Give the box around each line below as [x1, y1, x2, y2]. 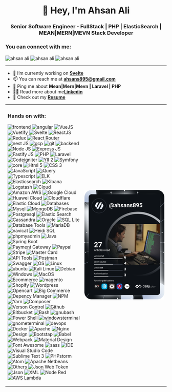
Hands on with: [7, 112, 46, 120]
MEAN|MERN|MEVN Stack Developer [38, 29, 134, 36]
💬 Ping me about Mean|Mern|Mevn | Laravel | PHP [12, 83, 121, 89]
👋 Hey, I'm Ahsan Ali [42, 5, 130, 16]
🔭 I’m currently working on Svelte [12, 70, 83, 76]
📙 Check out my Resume [12, 94, 66, 101]
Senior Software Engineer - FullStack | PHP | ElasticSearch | [10, 23, 162, 30]
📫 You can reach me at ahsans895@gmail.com [12, 76, 116, 82]
